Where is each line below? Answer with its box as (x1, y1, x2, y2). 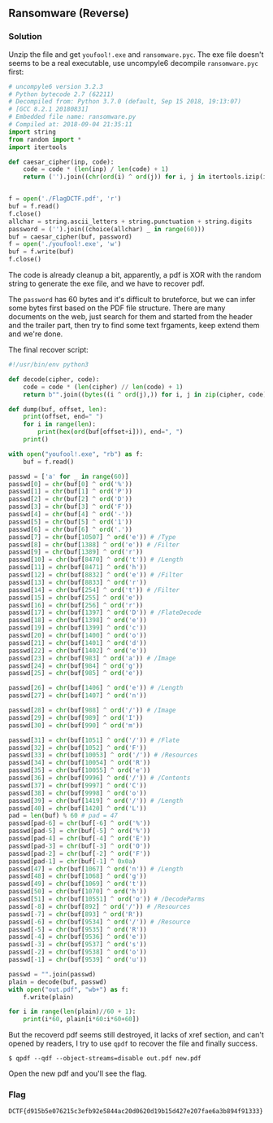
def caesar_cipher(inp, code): (8, 158, 115, 166)
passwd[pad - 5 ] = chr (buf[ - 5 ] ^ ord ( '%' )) (8, 827, 151, 836)
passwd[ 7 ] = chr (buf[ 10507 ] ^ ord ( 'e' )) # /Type (8, 533, 176, 541)
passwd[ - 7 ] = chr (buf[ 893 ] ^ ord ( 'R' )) (8, 910, 144, 919)
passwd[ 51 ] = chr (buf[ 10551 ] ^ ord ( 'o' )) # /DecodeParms (8, 895, 206, 903)
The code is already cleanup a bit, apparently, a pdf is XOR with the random (8, 270, 262, 280)
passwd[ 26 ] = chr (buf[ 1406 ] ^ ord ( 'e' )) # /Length (8, 684, 184, 692)
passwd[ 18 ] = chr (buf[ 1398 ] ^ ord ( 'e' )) (8, 616, 148, 625)
